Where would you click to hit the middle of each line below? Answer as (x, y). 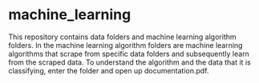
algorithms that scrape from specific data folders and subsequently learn (129, 53)
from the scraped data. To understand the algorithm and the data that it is (129, 62)
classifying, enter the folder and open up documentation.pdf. (109, 70)
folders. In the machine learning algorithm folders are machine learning (125, 45)
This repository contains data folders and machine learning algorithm (122, 37)
